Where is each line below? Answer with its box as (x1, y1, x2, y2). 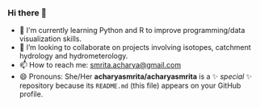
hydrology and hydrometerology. (19, 51, 128, 61)
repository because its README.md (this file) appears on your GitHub (19, 80, 241, 91)
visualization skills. (19, 34, 82, 43)
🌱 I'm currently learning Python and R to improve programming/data (19, 26, 245, 35)
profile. (19, 89, 44, 99)
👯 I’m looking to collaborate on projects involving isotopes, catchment (19, 43, 251, 52)
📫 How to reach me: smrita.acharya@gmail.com (19, 60, 182, 70)
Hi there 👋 (7, 7, 48, 19)
